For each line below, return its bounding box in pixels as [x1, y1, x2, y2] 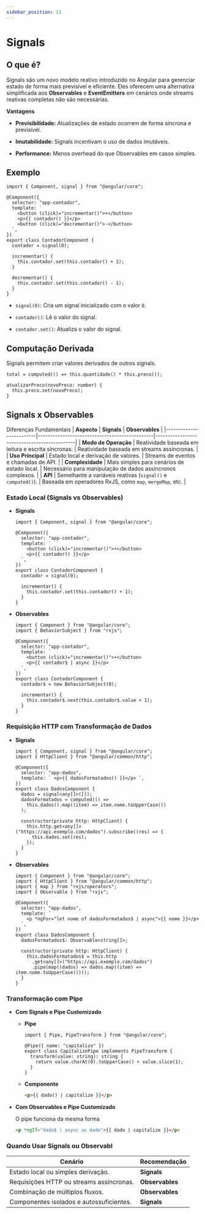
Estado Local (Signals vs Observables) [6, 493, 124, 502]
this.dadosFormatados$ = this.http [26, 953, 117, 959]
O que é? [6, 60, 41, 71]
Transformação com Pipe [6, 994, 83, 1003]
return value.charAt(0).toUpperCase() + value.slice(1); [35, 1059, 184, 1065]
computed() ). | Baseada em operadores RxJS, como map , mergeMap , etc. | [6, 478, 186, 485]
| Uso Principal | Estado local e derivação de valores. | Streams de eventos [6, 452, 196, 459]
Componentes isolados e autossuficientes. [9, 1197, 132, 1206]
